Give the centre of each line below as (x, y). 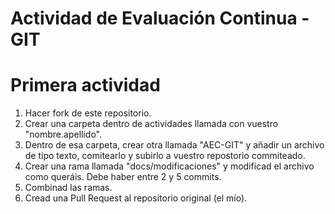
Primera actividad (85, 85)
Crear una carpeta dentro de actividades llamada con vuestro (151, 124)
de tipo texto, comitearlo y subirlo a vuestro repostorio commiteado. (165, 156)
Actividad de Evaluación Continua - (160, 18)
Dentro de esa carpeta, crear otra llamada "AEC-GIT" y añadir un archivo (174, 145)
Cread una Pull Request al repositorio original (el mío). (136, 198)
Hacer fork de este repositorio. (88, 113)
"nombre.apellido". (63, 134)
